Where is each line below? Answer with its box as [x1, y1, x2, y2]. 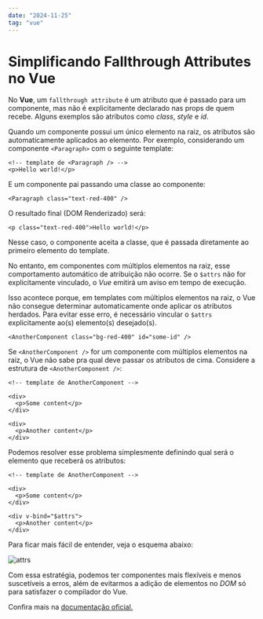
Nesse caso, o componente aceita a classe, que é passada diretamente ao [8, 237, 250, 247]
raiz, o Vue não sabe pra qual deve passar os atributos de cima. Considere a [8, 355, 255, 365]
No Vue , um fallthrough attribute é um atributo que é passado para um [8, 95, 246, 104]
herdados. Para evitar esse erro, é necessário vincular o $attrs [8, 309, 213, 319]
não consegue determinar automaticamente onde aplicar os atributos [8, 302, 232, 311]
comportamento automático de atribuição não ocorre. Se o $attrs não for [8, 269, 247, 279]
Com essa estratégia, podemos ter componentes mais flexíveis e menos [8, 570, 242, 580]
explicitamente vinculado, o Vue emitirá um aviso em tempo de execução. [8, 278, 247, 288]
